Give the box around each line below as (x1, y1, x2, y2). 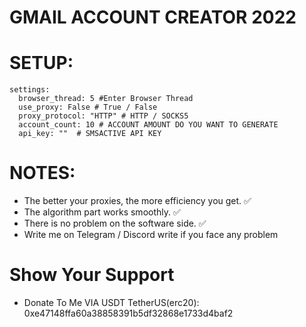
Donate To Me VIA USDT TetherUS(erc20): (23, 297, 200, 308)
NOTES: (9, 162, 76, 185)
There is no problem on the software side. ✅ (23, 217, 207, 230)
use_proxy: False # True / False (18, 102, 158, 113)
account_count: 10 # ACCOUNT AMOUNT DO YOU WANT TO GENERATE (18, 120, 279, 130)
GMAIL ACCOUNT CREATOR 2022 (9, 6, 297, 29)
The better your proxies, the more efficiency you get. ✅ (23, 195, 252, 207)
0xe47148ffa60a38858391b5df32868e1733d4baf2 (23, 307, 234, 319)
